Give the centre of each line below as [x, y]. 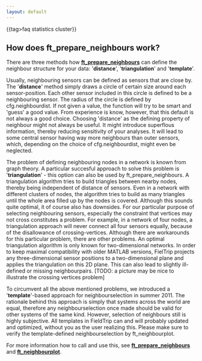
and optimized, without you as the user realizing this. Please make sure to [97, 327]
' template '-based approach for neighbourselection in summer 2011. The [96, 295]
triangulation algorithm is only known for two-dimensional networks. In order [101, 245]
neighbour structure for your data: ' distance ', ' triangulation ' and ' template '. [101, 69]
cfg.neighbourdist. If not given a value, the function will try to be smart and [99, 106]
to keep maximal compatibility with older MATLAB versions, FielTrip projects [100, 252]
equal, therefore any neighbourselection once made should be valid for [94, 308]
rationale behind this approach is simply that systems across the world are [98, 302]
